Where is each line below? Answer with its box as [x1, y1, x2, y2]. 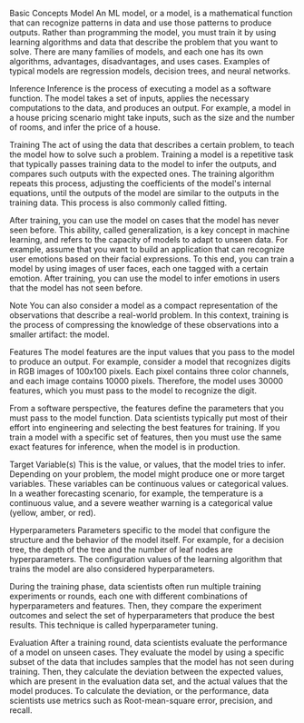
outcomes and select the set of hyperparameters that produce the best [9, 610, 275, 620]
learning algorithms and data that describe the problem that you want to [9, 36, 279, 47]
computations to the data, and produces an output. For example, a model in [9, 103, 291, 113]
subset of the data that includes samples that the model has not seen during [9, 657, 295, 667]
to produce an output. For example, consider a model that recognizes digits [9, 356, 291, 367]
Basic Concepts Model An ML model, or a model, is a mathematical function [9, 8, 293, 18]
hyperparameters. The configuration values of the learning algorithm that [9, 554, 283, 564]
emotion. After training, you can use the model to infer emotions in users [9, 272, 280, 283]
